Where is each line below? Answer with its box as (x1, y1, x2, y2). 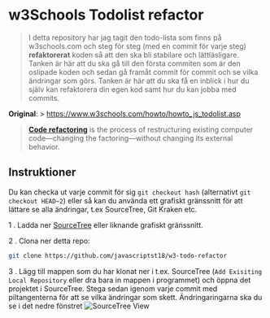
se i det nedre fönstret (8, 301, 83, 311)
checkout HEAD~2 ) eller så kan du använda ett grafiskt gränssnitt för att (8, 195, 243, 205)
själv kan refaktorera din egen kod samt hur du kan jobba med (28, 84, 237, 94)
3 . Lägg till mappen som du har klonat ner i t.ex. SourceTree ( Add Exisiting (8, 266, 263, 276)
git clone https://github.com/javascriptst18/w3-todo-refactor (8, 251, 228, 259)
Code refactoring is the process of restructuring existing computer (28, 124, 254, 134)
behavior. (28, 142, 60, 151)
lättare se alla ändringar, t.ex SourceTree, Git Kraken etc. (8, 204, 198, 214)
